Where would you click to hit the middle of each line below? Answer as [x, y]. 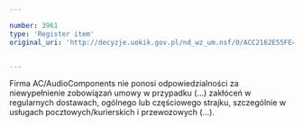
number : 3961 [34, 25]
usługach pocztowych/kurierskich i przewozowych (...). [112, 112]
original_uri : [36, 42]
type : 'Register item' [52, 34]
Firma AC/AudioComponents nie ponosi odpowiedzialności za [124, 84]
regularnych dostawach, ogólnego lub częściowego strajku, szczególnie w [148, 103]
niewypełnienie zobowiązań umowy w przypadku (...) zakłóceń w [130, 93]
